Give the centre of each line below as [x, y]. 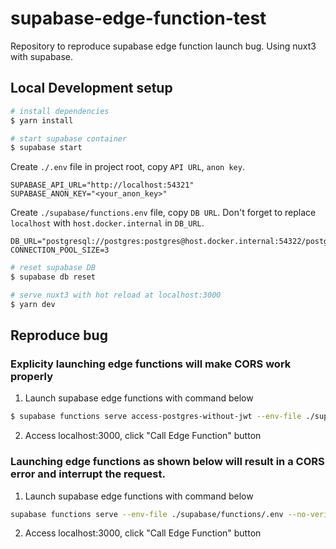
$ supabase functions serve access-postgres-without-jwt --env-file [156, 417]
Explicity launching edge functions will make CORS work [151, 364]
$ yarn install [42, 120]
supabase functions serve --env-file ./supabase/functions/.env [147, 514]
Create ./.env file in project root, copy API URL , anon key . [127, 167]
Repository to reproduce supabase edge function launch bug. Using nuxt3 [163, 46]
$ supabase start [46, 148]
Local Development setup [91, 88]
